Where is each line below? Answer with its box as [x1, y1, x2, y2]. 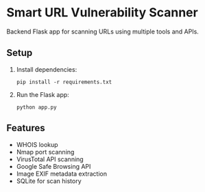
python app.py [16, 104, 57, 111]
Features [6, 122, 45, 134]
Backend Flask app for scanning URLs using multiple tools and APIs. [6, 27, 200, 36]
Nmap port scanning [16, 148, 75, 156]
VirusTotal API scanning [16, 155, 84, 163]
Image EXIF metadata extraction [16, 169, 108, 178]
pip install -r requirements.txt [16, 79, 112, 85]
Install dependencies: [16, 65, 77, 73]
